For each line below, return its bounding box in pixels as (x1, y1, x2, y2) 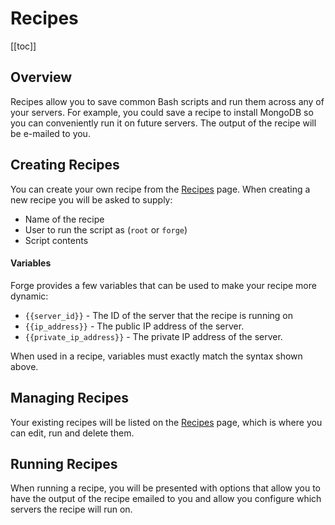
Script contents (24, 234, 89, 246)
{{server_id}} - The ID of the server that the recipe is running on (24, 309, 293, 321)
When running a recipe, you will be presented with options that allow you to (10, 482, 322, 494)
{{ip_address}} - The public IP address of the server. (24, 320, 245, 332)
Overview (10, 69, 73, 86)
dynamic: (10, 290, 49, 302)
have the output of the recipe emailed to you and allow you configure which (10, 493, 322, 505)
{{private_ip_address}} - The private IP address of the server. (24, 330, 283, 342)
